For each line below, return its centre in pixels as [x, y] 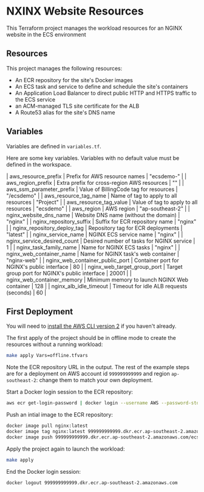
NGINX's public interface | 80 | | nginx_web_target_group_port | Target [95, 266]
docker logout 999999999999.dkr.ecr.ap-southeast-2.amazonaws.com [92, 483]
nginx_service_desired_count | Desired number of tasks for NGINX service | [101, 241]
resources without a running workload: [55, 344]
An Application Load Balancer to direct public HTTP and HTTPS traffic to [106, 93]
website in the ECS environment [46, 34]
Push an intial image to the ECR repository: [60, 415]
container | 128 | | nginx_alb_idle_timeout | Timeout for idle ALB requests [97, 286]
